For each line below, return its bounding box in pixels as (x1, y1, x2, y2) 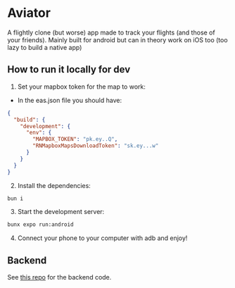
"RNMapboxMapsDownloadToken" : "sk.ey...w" (32, 142, 159, 149)
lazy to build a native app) (7, 43, 82, 51)
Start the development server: (17, 208, 105, 216)
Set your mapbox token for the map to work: (17, 82, 146, 91)
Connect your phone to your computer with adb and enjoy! (17, 234, 188, 242)
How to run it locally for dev (7, 63, 131, 75)
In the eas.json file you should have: (17, 96, 122, 104)
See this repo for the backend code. (7, 273, 112, 282)
